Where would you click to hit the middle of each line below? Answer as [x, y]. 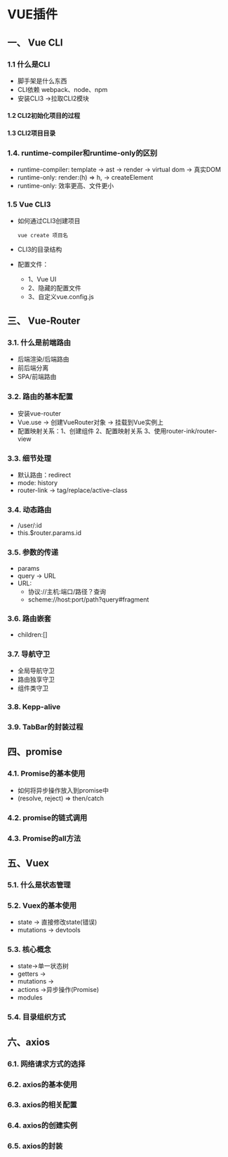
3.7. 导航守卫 [29, 654]
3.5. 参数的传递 [33, 553]
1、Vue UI [42, 279]
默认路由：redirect [44, 475]
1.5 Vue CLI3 [29, 204]
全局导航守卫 [36, 670]
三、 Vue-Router [44, 321]
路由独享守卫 [36, 680]
